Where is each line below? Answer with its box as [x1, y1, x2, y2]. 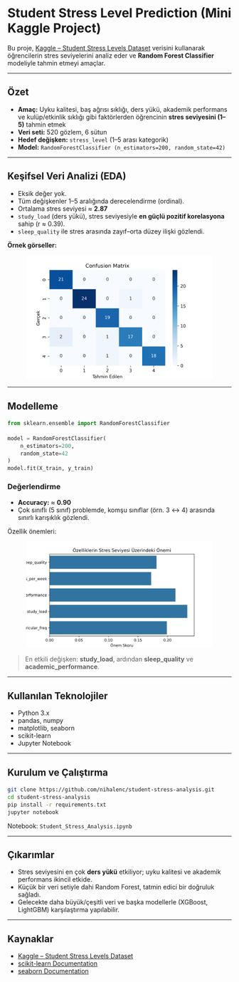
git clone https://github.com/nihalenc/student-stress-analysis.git [7, 786, 215, 793]
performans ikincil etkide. [17, 875, 92, 884]
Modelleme [7, 400, 58, 412]
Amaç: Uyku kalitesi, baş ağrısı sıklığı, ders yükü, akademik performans [17, 105, 228, 113]
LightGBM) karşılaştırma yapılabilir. [17, 906, 119, 914]
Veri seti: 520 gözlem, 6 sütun [17, 127, 107, 136]
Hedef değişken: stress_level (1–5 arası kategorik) [17, 135, 169, 144]
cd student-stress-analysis [7, 793, 91, 800]
